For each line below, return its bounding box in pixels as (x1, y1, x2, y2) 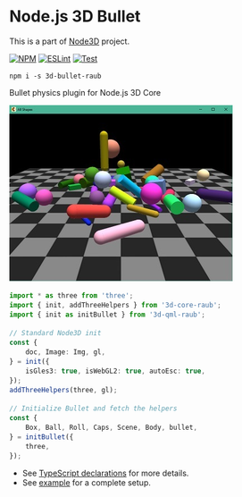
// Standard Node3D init (9, 329, 102, 338)
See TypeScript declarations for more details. (21, 468, 189, 478)
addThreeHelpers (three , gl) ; (9, 385, 118, 394)
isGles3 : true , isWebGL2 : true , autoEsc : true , (25, 366, 205, 375)
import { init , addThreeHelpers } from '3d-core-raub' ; (9, 300, 221, 309)
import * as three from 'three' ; (9, 291, 134, 300)
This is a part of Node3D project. (9, 36, 130, 46)
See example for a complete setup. (21, 476, 152, 488)
